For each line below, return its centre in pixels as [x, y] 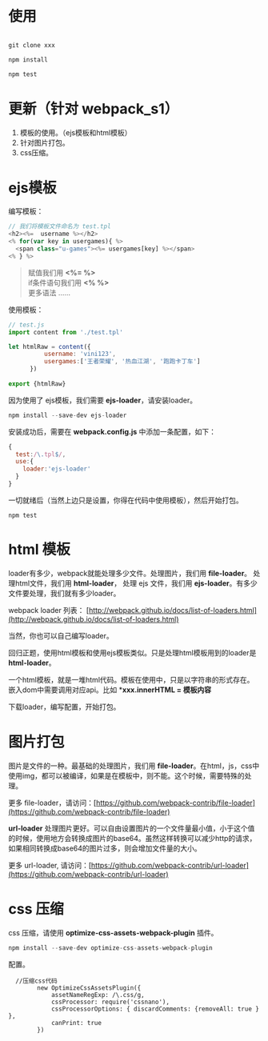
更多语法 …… [49, 292]
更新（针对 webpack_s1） [94, 108]
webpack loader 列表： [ [49, 610]
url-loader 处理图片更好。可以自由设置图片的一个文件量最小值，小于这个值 [132, 828]
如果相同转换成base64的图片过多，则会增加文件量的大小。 [105, 848]
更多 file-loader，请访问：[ [52, 803]
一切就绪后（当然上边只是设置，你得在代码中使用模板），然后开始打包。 [126, 500]
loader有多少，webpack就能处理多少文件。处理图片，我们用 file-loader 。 [130, 573]
